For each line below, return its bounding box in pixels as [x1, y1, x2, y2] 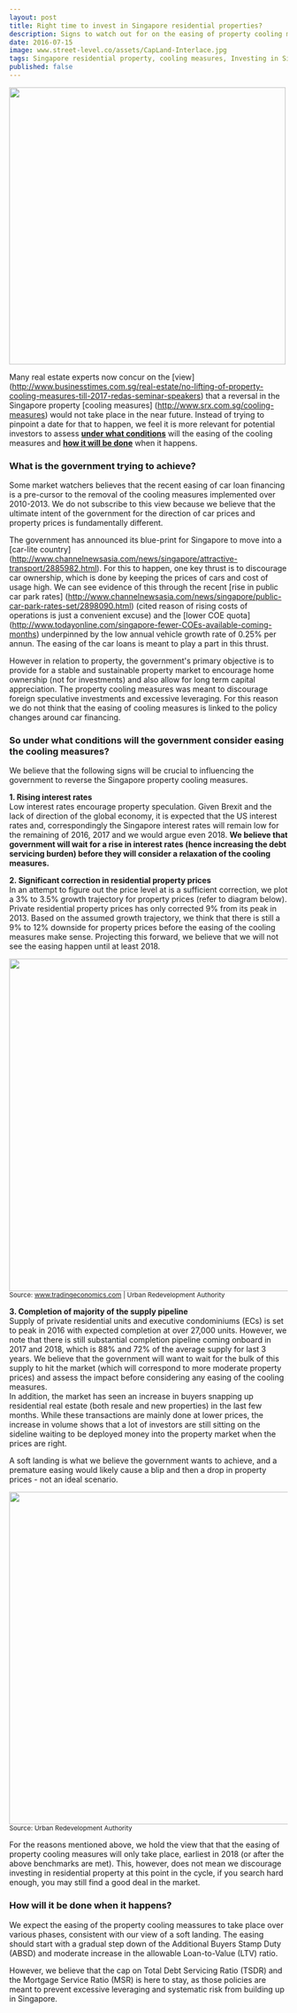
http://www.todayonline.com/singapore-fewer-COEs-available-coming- [11, 620, 272, 631]
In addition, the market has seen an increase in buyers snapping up [9, 1391, 254, 1402]
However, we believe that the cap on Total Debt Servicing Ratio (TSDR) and [9, 1965, 283, 1976]
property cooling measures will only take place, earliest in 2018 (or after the [9, 1849, 285, 1860]
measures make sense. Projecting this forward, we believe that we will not [9, 932, 279, 943]
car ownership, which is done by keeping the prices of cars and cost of [9, 573, 269, 584]
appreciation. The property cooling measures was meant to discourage [9, 684, 268, 694]
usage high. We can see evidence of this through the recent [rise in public [9, 582, 278, 592]
